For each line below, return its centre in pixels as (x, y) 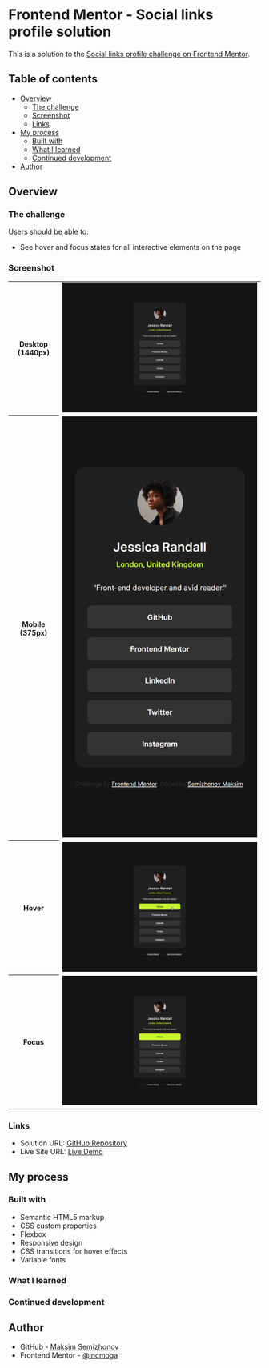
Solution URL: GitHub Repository (74, 1143)
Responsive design (51, 1242)
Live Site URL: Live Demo (61, 1152)
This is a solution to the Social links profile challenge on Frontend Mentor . (129, 54)
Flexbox (33, 1234)
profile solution (60, 32)
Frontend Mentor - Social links (111, 15)
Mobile (34, 624)
